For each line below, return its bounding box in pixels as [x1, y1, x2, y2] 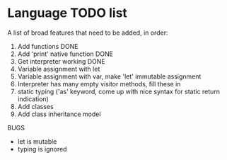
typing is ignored [17, 144, 67, 153]
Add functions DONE [17, 42, 79, 50]
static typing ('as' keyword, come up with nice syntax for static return [17, 87, 221, 96]
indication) [17, 94, 50, 103]
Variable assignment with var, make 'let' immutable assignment [17, 72, 202, 81]
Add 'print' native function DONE [17, 50, 113, 58]
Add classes [17, 102, 54, 110]
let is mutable [17, 137, 57, 146]
